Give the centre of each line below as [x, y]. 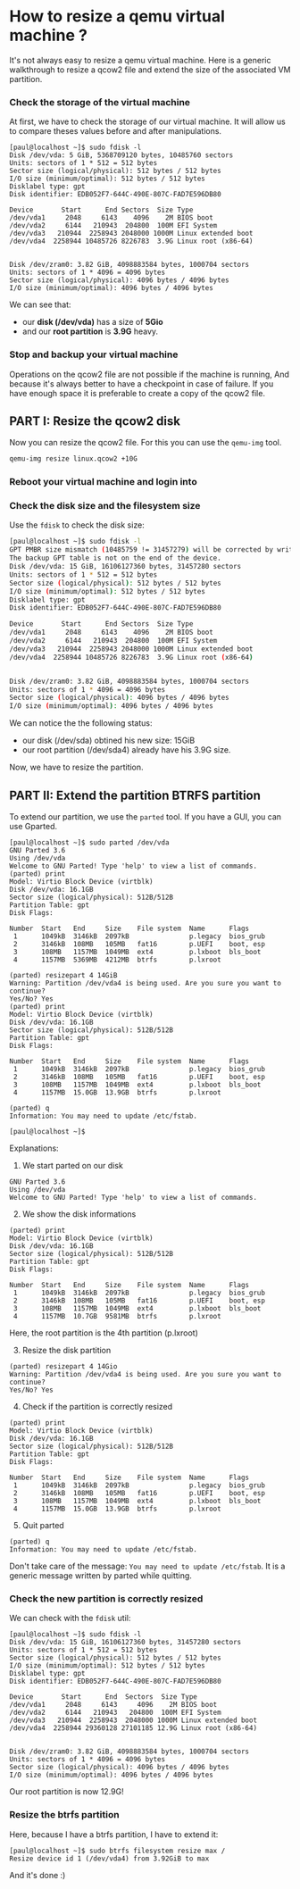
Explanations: [34, 1148]
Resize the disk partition [67, 1350]
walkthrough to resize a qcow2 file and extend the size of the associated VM [150, 70]
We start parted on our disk [72, 1165]
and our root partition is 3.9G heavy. [90, 331]
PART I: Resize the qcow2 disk [95, 421]
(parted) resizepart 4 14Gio [63, 1367]
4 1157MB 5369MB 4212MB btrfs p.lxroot [117, 960]
